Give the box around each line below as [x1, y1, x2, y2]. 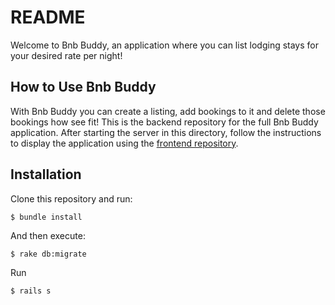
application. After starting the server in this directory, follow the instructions [10, 126, 322, 138]
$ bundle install [10, 212, 83, 222]
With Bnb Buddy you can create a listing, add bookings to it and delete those [10, 105, 326, 117]
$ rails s [10, 286, 52, 296]
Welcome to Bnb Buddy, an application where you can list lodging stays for [10, 39, 320, 51]
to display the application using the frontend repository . [10, 137, 239, 149]
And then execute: [10, 229, 86, 241]
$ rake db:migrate [10, 249, 87, 259]
